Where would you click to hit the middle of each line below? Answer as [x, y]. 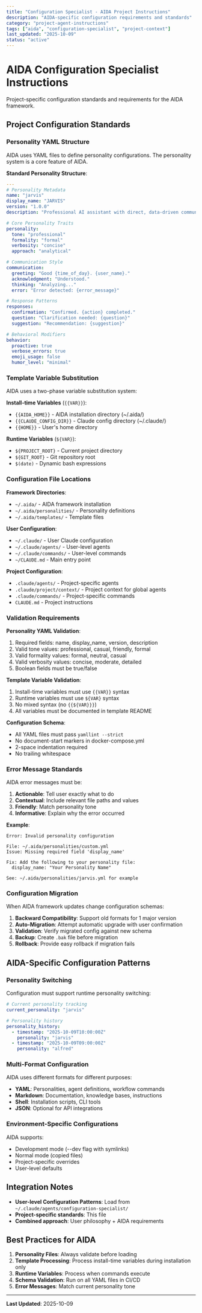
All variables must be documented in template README [83, 711]
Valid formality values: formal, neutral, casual [71, 655]
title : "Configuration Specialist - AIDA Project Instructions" [88, 12]
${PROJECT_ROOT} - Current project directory [69, 451]
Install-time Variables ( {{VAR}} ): [47, 403]
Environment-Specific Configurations [62, 1124]
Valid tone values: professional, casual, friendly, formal [83, 649]
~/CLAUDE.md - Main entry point [53, 560]
